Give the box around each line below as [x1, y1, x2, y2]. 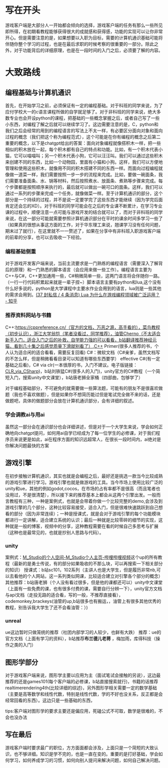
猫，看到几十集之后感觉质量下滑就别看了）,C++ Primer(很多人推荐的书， [5, 343, 155, 349]
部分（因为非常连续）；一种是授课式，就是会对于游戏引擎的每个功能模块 [13, 510, 161, 517]
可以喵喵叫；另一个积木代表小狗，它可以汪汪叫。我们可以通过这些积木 [18, 153, 163, 159]
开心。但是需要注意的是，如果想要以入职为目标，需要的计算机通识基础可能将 [5, 35, 163, 41]
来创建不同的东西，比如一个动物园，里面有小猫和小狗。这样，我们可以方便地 [5, 159, 163, 165]
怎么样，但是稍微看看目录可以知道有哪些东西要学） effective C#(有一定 [13, 355, 160, 361]
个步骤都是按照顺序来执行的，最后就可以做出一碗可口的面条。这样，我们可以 [5, 184, 163, 190]
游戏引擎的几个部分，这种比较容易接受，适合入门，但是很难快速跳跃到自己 [5, 504, 158, 510]
